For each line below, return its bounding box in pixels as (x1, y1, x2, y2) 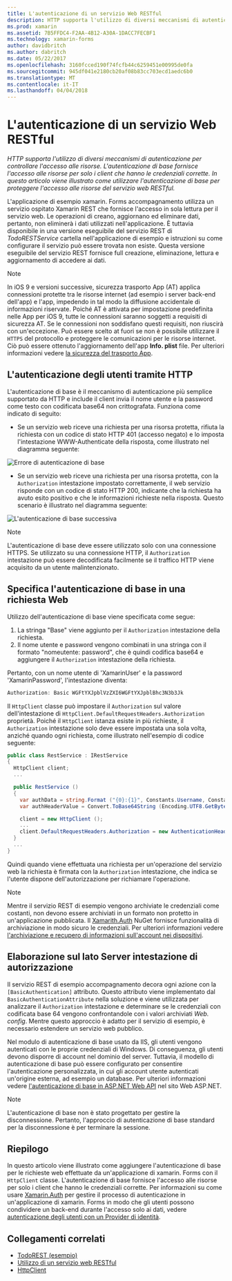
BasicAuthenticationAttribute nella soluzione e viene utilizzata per (7, 995, 199, 1003)
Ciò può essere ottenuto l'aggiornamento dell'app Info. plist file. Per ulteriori (7, 342, 224, 350)
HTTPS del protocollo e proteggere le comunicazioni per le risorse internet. (7, 335, 217, 343)
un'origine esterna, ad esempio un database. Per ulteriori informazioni (7, 1074, 206, 1083)
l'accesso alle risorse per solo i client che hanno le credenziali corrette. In (7, 169, 217, 178)
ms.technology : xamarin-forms (7, 36, 95, 43)
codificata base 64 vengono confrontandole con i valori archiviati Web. (7, 1009, 209, 1018)
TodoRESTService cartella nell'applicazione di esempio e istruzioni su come (7, 234, 223, 243)
